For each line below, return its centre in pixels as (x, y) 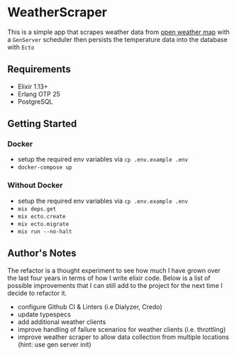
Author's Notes (42, 254)
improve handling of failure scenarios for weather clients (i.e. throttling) (121, 329)
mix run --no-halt (45, 231)
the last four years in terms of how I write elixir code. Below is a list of (109, 278)
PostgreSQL (35, 101)
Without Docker (35, 185)
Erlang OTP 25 (39, 94)
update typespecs (44, 314)
